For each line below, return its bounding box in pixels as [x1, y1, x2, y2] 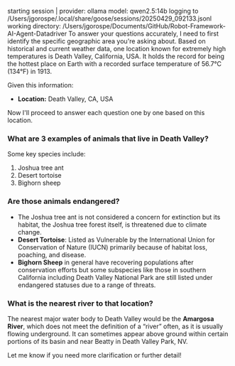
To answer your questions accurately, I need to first [68, 29, 219, 38]
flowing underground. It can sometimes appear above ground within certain [7, 329, 229, 338]
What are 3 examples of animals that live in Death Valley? [7, 134, 209, 144]
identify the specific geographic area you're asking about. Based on [7, 37, 206, 45]
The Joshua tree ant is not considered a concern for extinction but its [17, 212, 221, 221]
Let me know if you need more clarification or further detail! [7, 350, 182, 359]
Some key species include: [7, 150, 86, 158]
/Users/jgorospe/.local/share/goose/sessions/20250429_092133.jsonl [7, 14, 212, 23]
